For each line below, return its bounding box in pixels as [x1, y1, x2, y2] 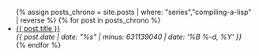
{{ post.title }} [15, 24, 61, 33]
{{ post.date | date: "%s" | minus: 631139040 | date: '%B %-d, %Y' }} [15, 32, 242, 41]
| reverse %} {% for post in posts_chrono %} [15, 16, 161, 25]
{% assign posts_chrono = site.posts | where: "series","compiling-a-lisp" [15, 8, 252, 16]
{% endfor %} [15, 40, 62, 50]
